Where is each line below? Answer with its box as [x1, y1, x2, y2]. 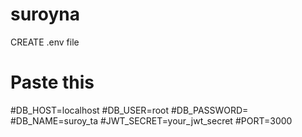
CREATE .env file [10, 36, 80, 48]
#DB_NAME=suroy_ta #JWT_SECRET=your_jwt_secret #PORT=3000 [10, 114, 293, 127]
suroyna [10, 3, 81, 26]
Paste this [10, 71, 95, 94]
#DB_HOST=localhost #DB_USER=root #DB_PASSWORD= [10, 104, 249, 116]
